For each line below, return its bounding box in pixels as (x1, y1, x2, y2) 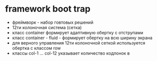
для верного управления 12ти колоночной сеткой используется (12, 40, 145, 46)
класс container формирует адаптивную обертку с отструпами (12, 30, 143, 35)
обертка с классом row (12, 45, 61, 51)
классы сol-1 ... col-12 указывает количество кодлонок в (12, 50, 130, 56)
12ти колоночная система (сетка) (12, 24, 82, 30)
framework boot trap (5, 3, 91, 15)
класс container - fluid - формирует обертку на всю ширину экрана (12, 35, 153, 41)
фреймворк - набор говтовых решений (12, 19, 94, 25)
